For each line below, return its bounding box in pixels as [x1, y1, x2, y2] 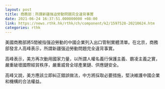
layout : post [5, 7, 32, 12]
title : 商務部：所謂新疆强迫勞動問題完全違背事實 [5, 12, 94, 17]
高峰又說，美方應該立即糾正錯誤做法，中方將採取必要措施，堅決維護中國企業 [5, 72, 160, 78]
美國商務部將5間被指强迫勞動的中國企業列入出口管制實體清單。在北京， [5, 40, 150, 45]
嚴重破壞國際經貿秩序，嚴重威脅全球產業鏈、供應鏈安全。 [5, 62, 121, 68]
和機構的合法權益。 [5, 79, 44, 85]
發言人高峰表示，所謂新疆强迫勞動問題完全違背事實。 [9, 45, 117, 51]
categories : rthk [5, 25, 41, 30]
